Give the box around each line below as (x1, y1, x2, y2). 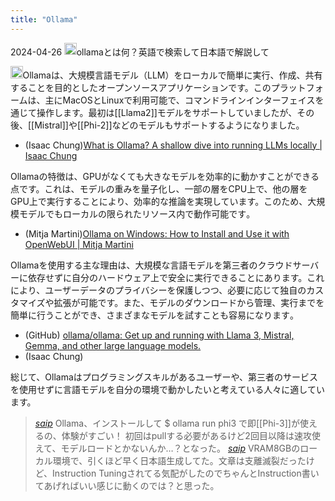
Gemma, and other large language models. (24, 339, 202, 351)
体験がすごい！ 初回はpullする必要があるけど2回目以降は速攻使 (61, 429, 321, 441)
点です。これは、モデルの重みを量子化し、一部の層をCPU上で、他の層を (10, 182, 308, 195)
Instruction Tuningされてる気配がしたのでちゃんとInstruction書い (52, 467, 320, 479)
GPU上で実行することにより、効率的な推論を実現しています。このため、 (10, 195, 308, 207)
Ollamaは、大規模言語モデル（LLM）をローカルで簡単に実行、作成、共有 (22, 69, 323, 81)
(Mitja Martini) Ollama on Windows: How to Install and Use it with (24, 227, 290, 240)
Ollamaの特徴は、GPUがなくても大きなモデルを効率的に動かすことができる (10, 170, 320, 182)
